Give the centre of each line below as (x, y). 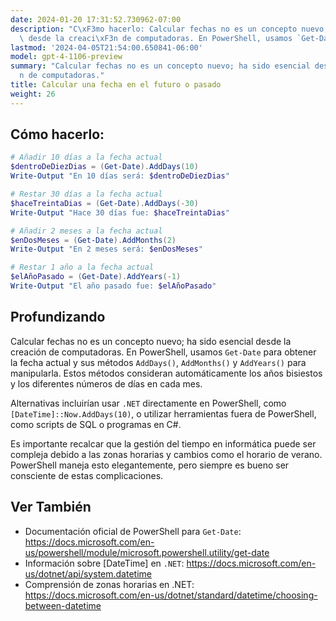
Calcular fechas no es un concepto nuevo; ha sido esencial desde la (151, 341)
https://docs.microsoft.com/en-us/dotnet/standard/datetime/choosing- (171, 595)
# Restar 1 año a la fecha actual (82, 267)
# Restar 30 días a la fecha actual (86, 194)
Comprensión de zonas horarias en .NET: (109, 584)
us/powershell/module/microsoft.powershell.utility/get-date (147, 552)
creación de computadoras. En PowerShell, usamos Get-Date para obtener (163, 352)
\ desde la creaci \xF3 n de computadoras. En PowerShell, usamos (156, 38)
